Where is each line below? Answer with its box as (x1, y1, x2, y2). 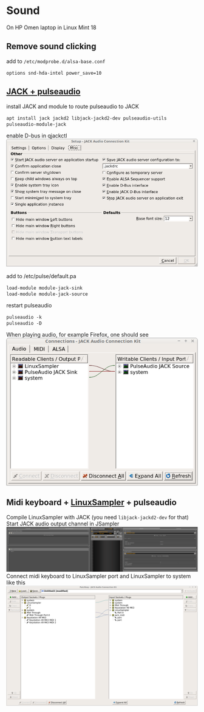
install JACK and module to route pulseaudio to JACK (6, 103, 140, 110)
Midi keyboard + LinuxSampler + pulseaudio (6, 498, 177, 508)
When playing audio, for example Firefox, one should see (6, 330, 149, 338)
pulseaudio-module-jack (6, 121, 67, 128)
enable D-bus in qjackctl (6, 132, 67, 139)
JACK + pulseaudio (6, 86, 81, 97)
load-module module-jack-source (6, 291, 88, 297)
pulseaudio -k (6, 314, 42, 320)
